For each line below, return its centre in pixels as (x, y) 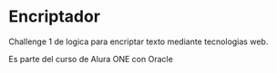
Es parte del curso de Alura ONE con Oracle (91, 59)
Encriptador (55, 17)
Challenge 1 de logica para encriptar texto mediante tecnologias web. (138, 41)
